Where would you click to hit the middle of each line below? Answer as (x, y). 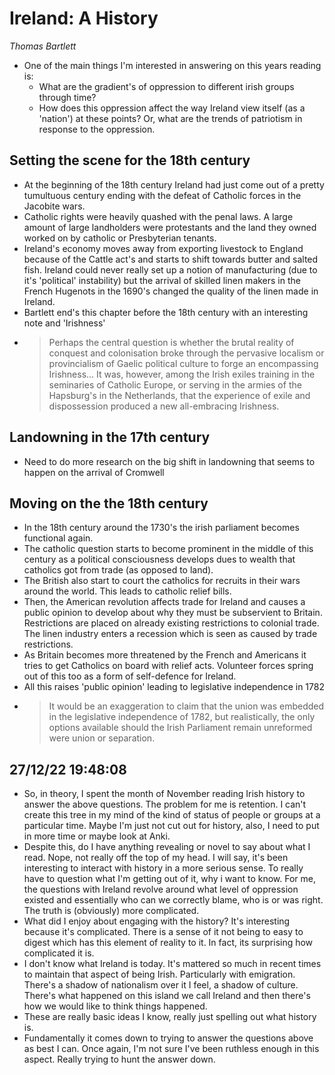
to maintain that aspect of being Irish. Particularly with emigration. (159, 974)
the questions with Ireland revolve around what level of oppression (161, 889)
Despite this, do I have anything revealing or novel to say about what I (167, 847)
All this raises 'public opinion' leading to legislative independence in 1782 (174, 687)
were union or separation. (102, 738)
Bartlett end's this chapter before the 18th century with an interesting (166, 312)
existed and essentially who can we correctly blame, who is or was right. (173, 900)
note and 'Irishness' (64, 323)
